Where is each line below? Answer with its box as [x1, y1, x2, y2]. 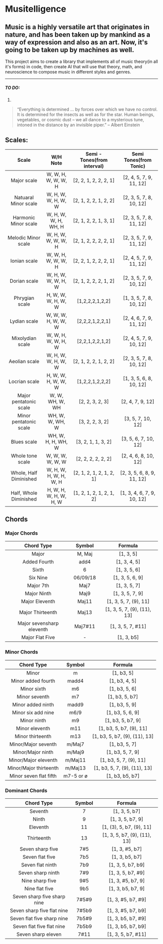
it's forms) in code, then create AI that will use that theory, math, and [5, 64, 142, 69]
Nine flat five [24, 886, 54, 892]
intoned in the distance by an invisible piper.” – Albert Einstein [16, 122, 140, 128]
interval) [83, 162, 104, 169]
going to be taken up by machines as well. [5, 45, 134, 54]
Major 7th [27, 582, 49, 589]
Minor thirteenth [15, 732, 52, 739]
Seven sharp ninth [18, 869, 60, 876]
